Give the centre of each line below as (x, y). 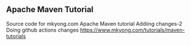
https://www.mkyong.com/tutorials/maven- (132, 30)
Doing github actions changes (42, 30)
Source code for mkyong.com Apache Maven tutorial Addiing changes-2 (94, 23)
